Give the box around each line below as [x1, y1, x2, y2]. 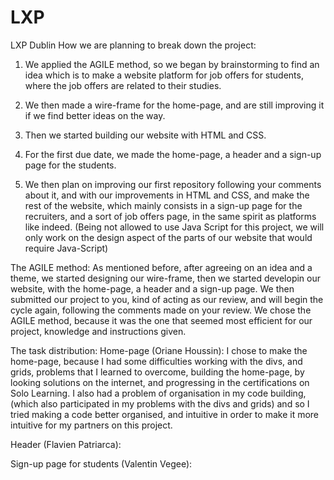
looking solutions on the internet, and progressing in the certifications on [10, 376, 310, 388]
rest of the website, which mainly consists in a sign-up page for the [24, 199, 303, 211]
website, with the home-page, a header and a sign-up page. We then [10, 282, 295, 295]
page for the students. [24, 159, 117, 171]
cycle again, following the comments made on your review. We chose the [10, 304, 312, 316]
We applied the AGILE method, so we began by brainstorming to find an [24, 58, 320, 70]
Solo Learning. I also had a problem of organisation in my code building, [10, 387, 307, 399]
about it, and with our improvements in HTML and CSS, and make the [24, 189, 310, 201]
